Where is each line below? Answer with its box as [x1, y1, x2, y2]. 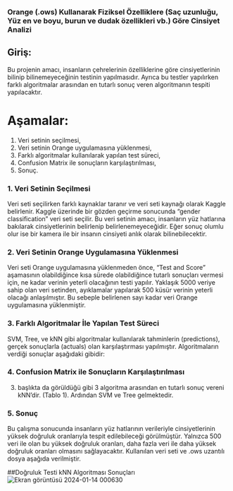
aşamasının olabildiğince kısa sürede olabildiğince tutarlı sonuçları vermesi [7, 271, 224, 279]
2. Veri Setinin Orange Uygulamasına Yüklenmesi [7, 247, 179, 257]
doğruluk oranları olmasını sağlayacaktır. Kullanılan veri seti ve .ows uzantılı [7, 447, 225, 456]
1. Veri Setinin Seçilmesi [7, 184, 91, 194]
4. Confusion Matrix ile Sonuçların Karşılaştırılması [7, 367, 185, 377]
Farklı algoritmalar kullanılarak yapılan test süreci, [17, 150, 160, 159]
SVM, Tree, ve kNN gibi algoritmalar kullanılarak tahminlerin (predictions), [7, 334, 220, 343]
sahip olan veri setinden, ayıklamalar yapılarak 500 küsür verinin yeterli [7, 286, 213, 295]
